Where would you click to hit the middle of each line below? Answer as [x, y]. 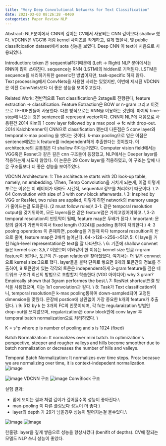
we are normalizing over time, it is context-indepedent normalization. [75, 363]
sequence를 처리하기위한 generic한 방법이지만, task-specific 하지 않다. [75, 75]
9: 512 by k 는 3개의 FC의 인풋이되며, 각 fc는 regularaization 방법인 [84, 305]
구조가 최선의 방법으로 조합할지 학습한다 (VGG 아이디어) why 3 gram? [86, 275]
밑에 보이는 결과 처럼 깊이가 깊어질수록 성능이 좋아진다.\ [66, 400]
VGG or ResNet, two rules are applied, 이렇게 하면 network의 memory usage [82, 200]
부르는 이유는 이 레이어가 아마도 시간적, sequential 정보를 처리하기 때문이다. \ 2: [82, 189]
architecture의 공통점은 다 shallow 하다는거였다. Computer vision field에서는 [81, 148]
